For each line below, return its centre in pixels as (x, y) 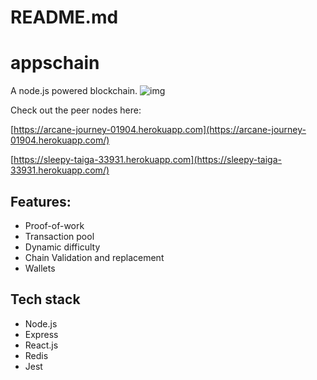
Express (41, 334)
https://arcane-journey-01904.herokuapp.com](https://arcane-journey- (160, 130)
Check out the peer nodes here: (76, 110)
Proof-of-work (54, 225)
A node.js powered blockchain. (74, 91)
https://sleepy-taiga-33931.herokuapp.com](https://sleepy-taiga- (147, 160)
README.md (64, 17)
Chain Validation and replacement (94, 257)
